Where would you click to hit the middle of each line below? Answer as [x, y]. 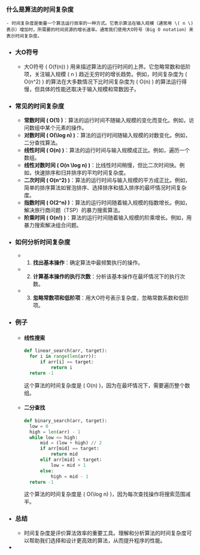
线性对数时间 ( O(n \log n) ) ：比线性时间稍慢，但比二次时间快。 [101, 165]
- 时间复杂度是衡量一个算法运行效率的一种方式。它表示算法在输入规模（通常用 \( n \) [100, 23]
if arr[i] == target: [67, 362]
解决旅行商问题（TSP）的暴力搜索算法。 [74, 210]
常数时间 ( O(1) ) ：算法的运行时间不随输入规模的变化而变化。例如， [106, 120]
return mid [64, 454]
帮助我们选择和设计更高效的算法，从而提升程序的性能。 [97, 540]
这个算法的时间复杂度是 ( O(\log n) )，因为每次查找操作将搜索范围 [104, 494]
